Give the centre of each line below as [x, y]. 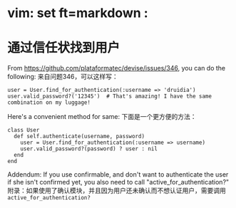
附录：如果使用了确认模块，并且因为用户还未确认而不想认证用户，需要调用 [117, 191]
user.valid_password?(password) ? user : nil [89, 149]
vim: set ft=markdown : [78, 13]
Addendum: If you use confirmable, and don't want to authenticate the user [118, 175]
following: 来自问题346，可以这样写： [63, 77]
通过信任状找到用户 [64, 48]
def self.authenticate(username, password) [79, 137]
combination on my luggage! [49, 103]
